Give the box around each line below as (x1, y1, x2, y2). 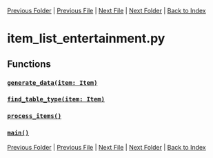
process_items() (7, 112, 62, 120)
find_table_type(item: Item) (7, 95, 105, 103)
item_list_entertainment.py (7, 31, 165, 46)
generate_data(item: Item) (7, 79, 98, 86)
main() (7, 129, 30, 137)
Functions (7, 58, 52, 70)
